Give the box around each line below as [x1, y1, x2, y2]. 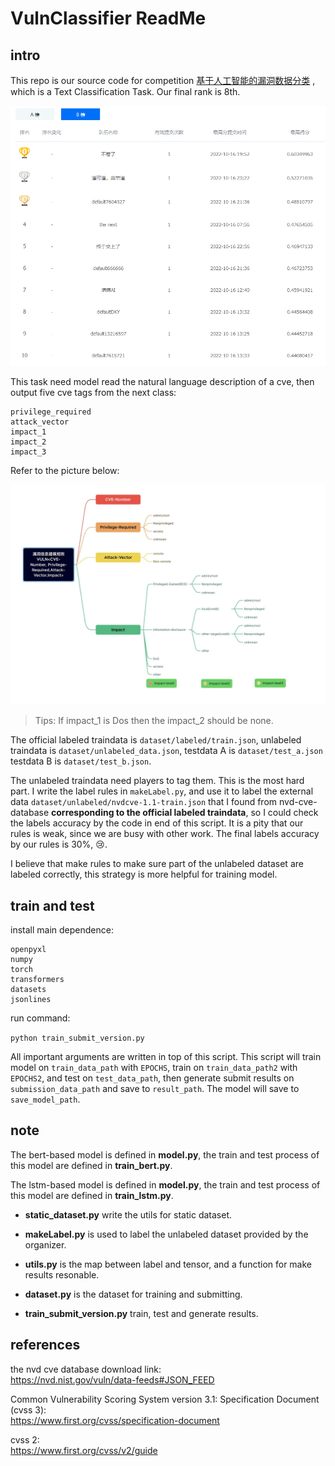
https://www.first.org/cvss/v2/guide [10, 1444, 158, 1456]
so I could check [250, 807, 319, 819]
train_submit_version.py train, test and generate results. [24, 1307, 259, 1319]
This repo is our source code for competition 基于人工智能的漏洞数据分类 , [10, 75, 316, 86]
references [10, 1337, 81, 1354]
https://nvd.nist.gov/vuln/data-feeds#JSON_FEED [10, 1373, 215, 1386]
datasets [10, 984, 47, 994]
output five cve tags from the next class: [10, 386, 177, 398]
